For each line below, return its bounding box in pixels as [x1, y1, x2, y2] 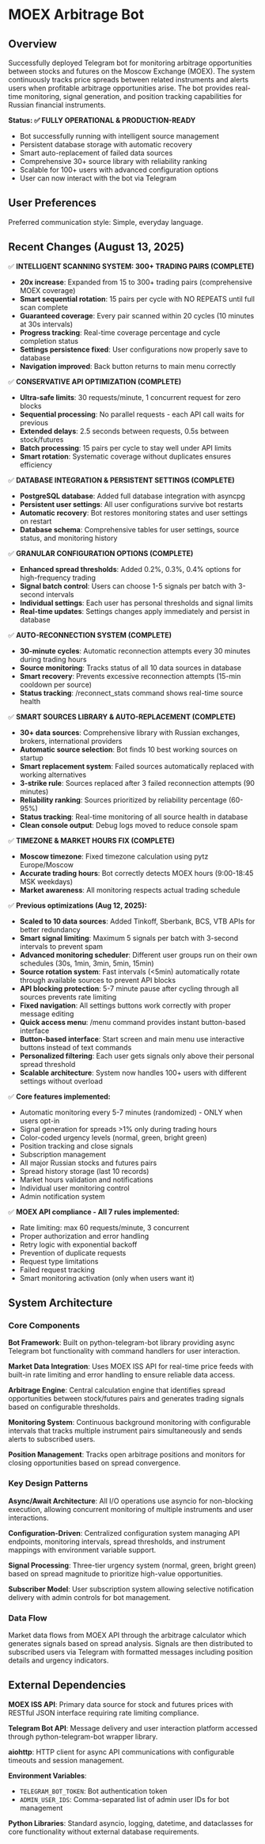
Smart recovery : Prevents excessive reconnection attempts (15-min [19, 671, 241, 680]
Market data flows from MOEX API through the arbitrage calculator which [8, 1630, 247, 1640]
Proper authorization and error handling [19, 1231, 150, 1240]
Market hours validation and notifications [19, 1175, 153, 1184]
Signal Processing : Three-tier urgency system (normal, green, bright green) [8, 1560, 257, 1570]
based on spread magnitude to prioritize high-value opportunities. [8, 1568, 223, 1578]
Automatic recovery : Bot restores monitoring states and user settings [19, 508, 248, 517]
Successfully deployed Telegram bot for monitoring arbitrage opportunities [8, 58, 252, 67]
